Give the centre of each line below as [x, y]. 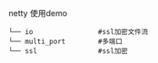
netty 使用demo [38, 13]
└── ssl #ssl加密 [68, 51]
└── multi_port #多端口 [66, 41]
